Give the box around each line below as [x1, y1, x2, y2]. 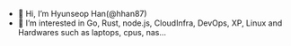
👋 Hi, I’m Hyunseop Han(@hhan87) [17, 9, 147, 19]
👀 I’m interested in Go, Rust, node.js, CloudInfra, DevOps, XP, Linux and [17, 18, 283, 28]
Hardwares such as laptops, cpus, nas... [17, 27, 167, 37]
